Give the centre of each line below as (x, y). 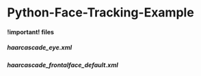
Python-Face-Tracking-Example (101, 13)
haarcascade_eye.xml (40, 48)
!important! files (31, 31)
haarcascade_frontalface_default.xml (63, 65)
